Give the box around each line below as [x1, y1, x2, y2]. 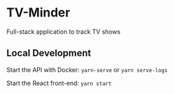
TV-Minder [6, 5, 70, 21]
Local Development [6, 47, 91, 59]
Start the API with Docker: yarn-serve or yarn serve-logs [6, 65, 168, 73]
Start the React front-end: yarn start [6, 79, 112, 87]
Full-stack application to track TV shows [6, 27, 121, 36]
